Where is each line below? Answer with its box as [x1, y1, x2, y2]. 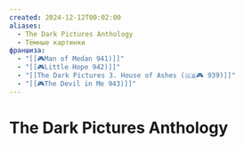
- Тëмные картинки [17, 37, 86, 47]
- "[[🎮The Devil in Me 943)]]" [17, 79, 136, 88]
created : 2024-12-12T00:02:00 [9, 12, 122, 22]
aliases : [9, 21, 42, 30]
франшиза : [9, 46, 46, 55]
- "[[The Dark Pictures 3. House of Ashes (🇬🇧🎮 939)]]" [17, 71, 236, 80]
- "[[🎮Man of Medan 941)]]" [17, 54, 125, 63]
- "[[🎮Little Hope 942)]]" [17, 63, 121, 72]
